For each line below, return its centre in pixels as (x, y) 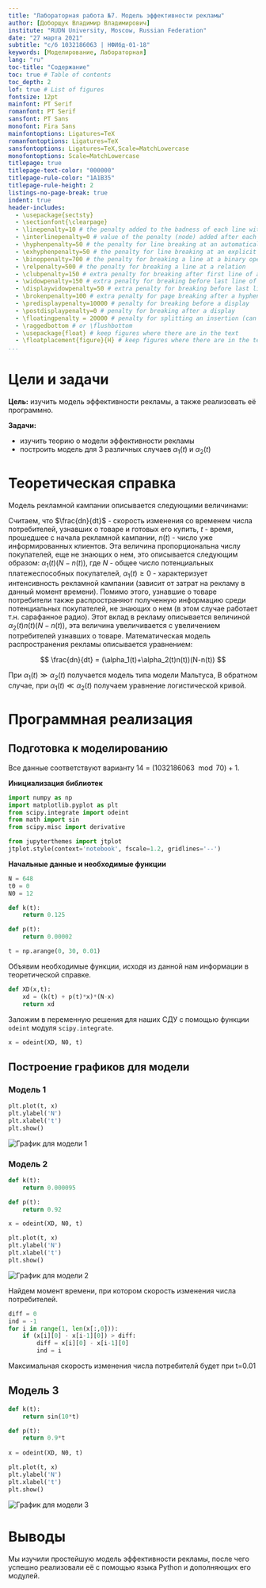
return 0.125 (44, 915)
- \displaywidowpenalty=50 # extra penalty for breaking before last (132, 289)
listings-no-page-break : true (58, 193)
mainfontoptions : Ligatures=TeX (61, 133)
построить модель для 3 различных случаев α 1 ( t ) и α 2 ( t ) (115, 450)
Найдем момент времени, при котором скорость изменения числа (122, 1290)
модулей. (24, 1575)
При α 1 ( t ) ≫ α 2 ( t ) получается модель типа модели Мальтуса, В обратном (133, 676)
